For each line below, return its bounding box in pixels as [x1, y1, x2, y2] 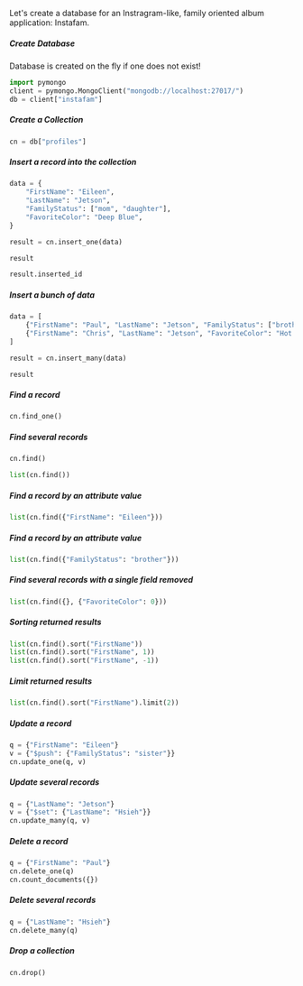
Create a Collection [9, 115, 84, 125]
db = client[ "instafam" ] [9, 95, 103, 104]
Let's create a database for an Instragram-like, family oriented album [9, 8, 264, 18]
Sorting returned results [9, 617, 102, 628]
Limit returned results [9, 676, 93, 687]
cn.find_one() [9, 412, 63, 421]
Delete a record [9, 835, 69, 846]
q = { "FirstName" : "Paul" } [9, 859, 111, 868]
